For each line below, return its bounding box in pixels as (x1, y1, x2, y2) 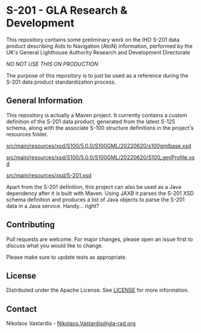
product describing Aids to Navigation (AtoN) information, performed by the (6, 42, 193, 50)
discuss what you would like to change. (6, 242, 103, 249)
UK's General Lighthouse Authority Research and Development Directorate (6, 48, 190, 56)
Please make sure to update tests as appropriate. (6, 253, 127, 261)
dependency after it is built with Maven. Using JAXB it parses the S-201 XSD (6, 190, 194, 197)
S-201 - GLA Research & (6, 4, 127, 17)
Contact (6, 304, 37, 314)
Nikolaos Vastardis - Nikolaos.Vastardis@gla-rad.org (6, 320, 136, 327)
